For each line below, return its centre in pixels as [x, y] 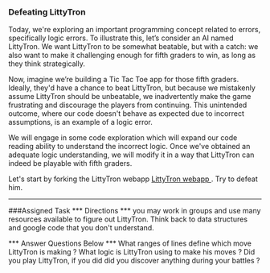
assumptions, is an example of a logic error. [80, 122]
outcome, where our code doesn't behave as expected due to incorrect [127, 114]
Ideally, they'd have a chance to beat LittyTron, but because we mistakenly [132, 88]
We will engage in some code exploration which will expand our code [123, 138]
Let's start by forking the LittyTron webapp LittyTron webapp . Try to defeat [133, 179]
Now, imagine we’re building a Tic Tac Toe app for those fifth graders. [124, 80]
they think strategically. [47, 64]
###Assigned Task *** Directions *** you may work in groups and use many [135, 211]
